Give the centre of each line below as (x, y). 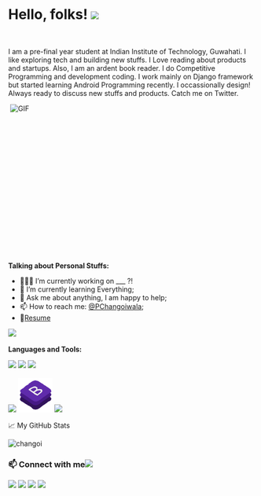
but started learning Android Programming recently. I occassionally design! (129, 85)
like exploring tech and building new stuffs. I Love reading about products (127, 60)
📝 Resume (35, 318)
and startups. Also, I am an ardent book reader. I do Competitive (112, 68)
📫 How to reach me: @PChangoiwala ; (81, 306)
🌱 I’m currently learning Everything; (77, 289)
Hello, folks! (48, 15)
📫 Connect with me (47, 464)
